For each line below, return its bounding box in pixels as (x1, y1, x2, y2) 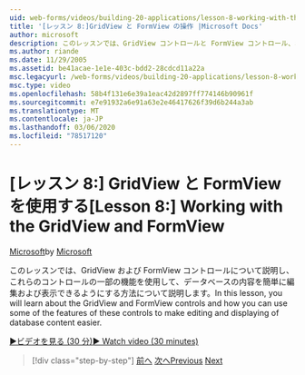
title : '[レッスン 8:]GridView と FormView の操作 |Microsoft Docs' (9, 22, 263, 31)
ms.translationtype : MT (9, 106, 100, 115)
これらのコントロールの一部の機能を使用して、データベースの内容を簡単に (9, 276, 288, 287)
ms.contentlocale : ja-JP (9, 114, 103, 123)
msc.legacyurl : (9, 73, 67, 82)
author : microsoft (9, 30, 79, 39)
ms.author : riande (9, 47, 79, 56)
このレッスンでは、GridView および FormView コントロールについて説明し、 (9, 264, 295, 275)
